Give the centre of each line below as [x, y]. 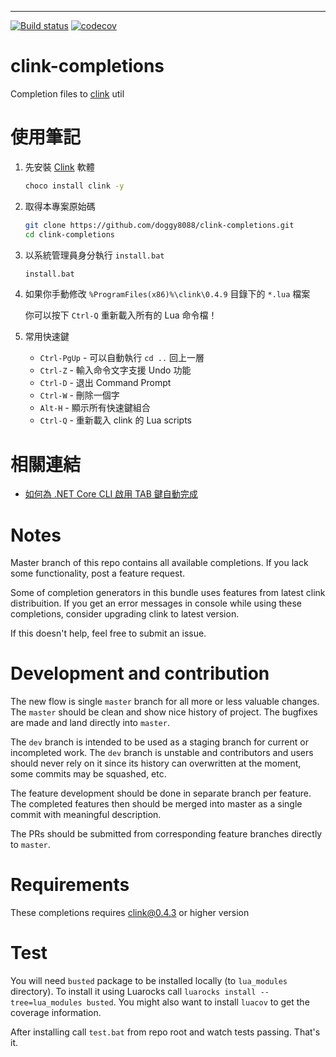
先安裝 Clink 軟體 [59, 167]
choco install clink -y [74, 186]
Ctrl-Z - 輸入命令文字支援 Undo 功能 [115, 370]
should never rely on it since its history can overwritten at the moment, [156, 763]
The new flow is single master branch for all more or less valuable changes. [165, 702]
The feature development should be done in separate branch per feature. [161, 793]
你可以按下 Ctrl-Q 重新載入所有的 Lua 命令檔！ [121, 315]
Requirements [70, 885]
